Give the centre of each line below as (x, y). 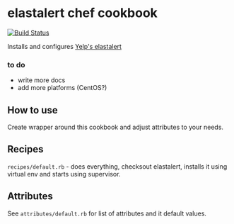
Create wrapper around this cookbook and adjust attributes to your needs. (116, 127)
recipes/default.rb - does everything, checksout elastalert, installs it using (117, 166)
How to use (33, 110)
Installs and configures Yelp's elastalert (65, 46)
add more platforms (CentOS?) (62, 88)
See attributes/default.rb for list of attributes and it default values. (107, 213)
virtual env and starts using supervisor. (64, 174)
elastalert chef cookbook (82, 13)
